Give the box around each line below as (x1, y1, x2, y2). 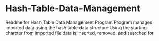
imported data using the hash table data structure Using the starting (5, 24, 147, 30)
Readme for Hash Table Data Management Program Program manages (5, 19, 153, 25)
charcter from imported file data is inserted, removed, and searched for (5, 30, 154, 36)
